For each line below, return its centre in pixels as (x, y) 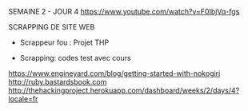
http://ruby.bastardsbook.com (58, 82)
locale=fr (23, 99)
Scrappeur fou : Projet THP (64, 42)
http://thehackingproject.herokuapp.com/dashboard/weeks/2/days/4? (124, 90)
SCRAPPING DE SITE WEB (52, 27)
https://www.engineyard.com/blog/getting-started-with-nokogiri (114, 73)
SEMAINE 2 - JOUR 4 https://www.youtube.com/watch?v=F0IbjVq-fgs (124, 12)
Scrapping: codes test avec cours (75, 58)
